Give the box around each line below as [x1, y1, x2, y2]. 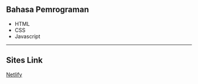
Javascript [14, 32, 41, 40]
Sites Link [6, 55, 43, 65]
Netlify [6, 70, 22, 78]
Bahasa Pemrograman [6, 5, 90, 15]
